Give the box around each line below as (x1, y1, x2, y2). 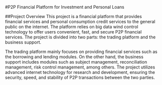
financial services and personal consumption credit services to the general (5, 19, 155, 24)
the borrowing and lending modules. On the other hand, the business (5, 54, 144, 60)
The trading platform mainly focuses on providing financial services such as (5, 49, 158, 54)
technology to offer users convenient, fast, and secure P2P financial (5, 29, 142, 34)
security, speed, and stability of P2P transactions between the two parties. (5, 75, 155, 80)
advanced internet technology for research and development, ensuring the (5, 69, 155, 75)
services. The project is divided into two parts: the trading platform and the (5, 34, 156, 40)
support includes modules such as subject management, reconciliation (5, 59, 147, 65)
